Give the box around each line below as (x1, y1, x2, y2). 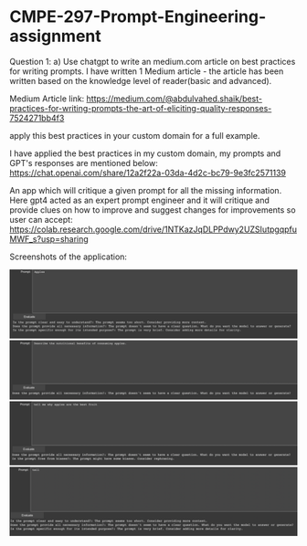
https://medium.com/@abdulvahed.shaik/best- (86, 93, 263, 104)
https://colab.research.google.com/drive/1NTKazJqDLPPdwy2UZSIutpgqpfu (9, 224, 297, 235)
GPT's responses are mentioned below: (9, 157, 158, 168)
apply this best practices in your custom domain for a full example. (9, 130, 260, 141)
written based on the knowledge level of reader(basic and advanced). (9, 75, 272, 86)
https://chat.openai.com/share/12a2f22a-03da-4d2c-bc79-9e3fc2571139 (9, 167, 286, 178)
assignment (9, 26, 102, 47)
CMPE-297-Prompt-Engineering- (9, 6, 267, 27)
